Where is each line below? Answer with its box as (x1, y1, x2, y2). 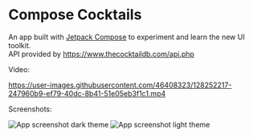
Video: (8, 64, 31, 74)
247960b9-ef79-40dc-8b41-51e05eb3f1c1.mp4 (8, 88, 166, 98)
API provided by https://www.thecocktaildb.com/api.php (8, 49, 195, 58)
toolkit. (8, 40, 31, 50)
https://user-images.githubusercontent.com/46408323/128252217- (8, 80, 232, 90)
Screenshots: (8, 104, 52, 114)
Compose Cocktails (8, 6, 142, 24)
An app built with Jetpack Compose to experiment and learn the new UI (8, 32, 245, 42)
